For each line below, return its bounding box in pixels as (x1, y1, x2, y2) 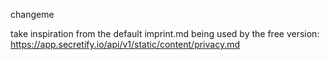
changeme (10, 9, 55, 20)
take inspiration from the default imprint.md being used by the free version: (10, 28, 320, 39)
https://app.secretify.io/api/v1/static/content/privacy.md (10, 39, 241, 50)
